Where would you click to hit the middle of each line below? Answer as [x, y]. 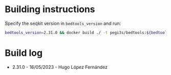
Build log [24, 53]
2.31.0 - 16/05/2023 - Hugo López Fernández [60, 67]
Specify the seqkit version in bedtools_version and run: [63, 23]
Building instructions [50, 9]
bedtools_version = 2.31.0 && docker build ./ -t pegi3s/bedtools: [76, 32]
